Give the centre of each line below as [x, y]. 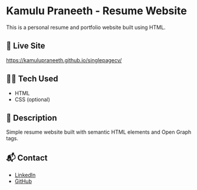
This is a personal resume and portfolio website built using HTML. [86, 27]
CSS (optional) [32, 99]
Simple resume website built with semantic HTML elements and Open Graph [99, 132]
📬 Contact [27, 158]
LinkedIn [25, 175]
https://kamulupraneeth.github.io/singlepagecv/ [64, 60]
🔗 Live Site [26, 46]
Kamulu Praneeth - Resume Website [96, 11]
